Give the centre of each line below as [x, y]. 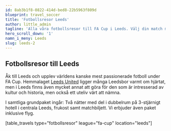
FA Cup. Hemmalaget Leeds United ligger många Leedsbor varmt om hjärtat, [85, 82]
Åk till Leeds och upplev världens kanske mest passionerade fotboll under [83, 76]
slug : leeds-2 [20, 43]
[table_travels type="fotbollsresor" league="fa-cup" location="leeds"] [79, 123]
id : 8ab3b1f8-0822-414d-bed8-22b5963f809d [51, 10]
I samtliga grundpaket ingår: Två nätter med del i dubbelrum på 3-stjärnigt [83, 102]
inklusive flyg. [20, 113]
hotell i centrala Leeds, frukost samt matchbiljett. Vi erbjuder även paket [81, 108]
